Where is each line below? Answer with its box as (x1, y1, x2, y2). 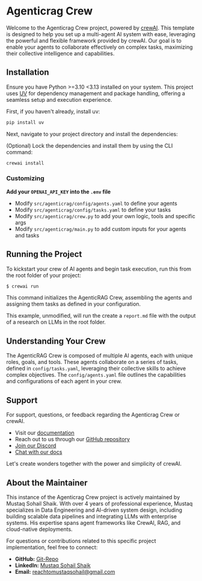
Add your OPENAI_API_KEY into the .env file (6, 188, 111, 195)
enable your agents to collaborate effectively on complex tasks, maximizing (6, 43, 194, 51)
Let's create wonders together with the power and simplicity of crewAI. (6, 460, 182, 468)
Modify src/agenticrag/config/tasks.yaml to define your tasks (14, 206, 171, 213)
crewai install (6, 160, 44, 166)
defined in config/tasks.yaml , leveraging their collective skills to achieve (6, 365, 186, 372)
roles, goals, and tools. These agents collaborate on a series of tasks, (6, 359, 179, 366)
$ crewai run (6, 283, 39, 289)
